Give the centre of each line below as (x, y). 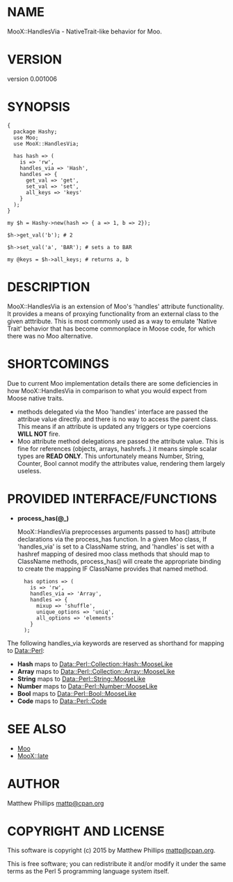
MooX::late (33, 755)
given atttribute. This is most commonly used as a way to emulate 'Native (112, 321)
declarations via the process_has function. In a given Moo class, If (112, 539)
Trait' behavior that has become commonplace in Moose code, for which (111, 329)
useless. (29, 471)
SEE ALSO (37, 729)
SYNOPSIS (39, 107)
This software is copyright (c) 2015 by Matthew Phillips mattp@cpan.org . (111, 851)
